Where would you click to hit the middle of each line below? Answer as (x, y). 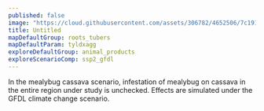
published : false (37, 15)
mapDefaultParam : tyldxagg (52, 45)
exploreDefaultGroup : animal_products (71, 52)
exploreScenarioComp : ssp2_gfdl (61, 60)
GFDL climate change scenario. (59, 98)
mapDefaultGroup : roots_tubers (59, 37)
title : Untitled (35, 30)
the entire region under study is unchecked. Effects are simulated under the (130, 90)
